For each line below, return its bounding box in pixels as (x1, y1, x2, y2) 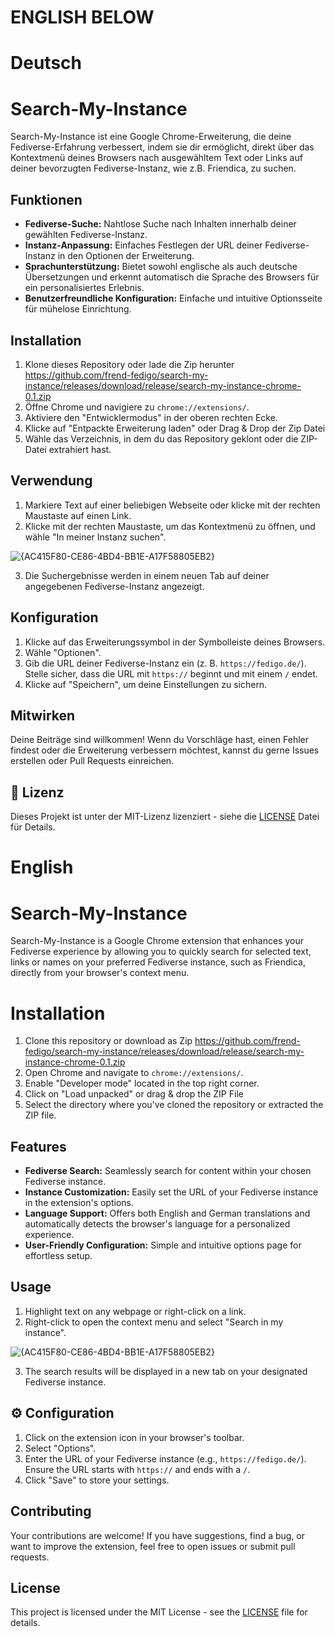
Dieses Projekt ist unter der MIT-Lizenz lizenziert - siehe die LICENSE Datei (10, 811, 320, 823)
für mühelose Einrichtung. (24, 303, 132, 315)
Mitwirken (10, 707, 76, 724)
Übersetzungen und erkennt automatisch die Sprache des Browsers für (24, 271, 320, 283)
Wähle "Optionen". (24, 646, 102, 658)
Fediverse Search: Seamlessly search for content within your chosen (24, 1165, 312, 1177)
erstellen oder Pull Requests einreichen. (10, 755, 175, 767)
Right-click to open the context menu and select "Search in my (24, 1316, 284, 1328)
